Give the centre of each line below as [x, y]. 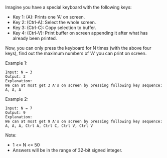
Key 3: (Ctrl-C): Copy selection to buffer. [54, 28]
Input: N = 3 [19, 72]
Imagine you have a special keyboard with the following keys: [68, 7]
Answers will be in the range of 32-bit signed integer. [67, 150]
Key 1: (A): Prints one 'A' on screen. [49, 17]
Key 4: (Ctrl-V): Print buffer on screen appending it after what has [80, 33]
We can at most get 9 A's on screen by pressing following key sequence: [84, 121]
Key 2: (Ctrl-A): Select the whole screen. [54, 22]
